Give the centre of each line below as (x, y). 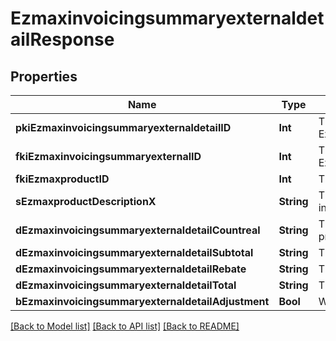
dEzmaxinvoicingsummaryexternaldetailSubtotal (134, 252)
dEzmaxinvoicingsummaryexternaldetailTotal (126, 285)
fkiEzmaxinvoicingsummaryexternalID (108, 156)
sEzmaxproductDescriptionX (86, 201)
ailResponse (62, 39)
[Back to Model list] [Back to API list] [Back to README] (125, 326)
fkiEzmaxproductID (62, 179)
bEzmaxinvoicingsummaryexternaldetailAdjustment (142, 301)
